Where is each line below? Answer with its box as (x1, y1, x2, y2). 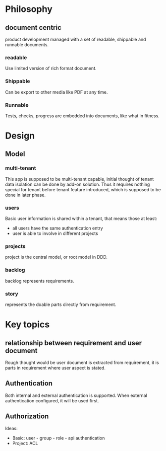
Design (5, 130, 35, 142)
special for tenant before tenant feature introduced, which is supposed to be (5, 186, 161, 192)
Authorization (5, 412, 49, 421)
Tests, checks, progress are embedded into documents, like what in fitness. (5, 113, 160, 119)
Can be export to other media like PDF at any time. (5, 89, 108, 95)
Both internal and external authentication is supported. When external (5, 392, 147, 398)
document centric (5, 23, 62, 32)
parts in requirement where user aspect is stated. (5, 365, 106, 371)
